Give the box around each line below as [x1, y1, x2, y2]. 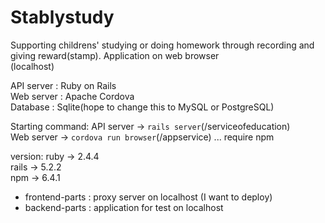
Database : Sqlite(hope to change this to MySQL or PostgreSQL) [10, 101, 275, 113]
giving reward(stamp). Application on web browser [10, 49, 220, 61]
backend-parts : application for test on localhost [24, 201, 224, 213]
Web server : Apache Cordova [10, 90, 135, 102]
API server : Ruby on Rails [10, 79, 117, 91]
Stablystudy [10, 6, 115, 29]
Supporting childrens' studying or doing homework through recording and [10, 39, 315, 51]
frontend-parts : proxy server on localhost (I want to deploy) [24, 191, 273, 203]
